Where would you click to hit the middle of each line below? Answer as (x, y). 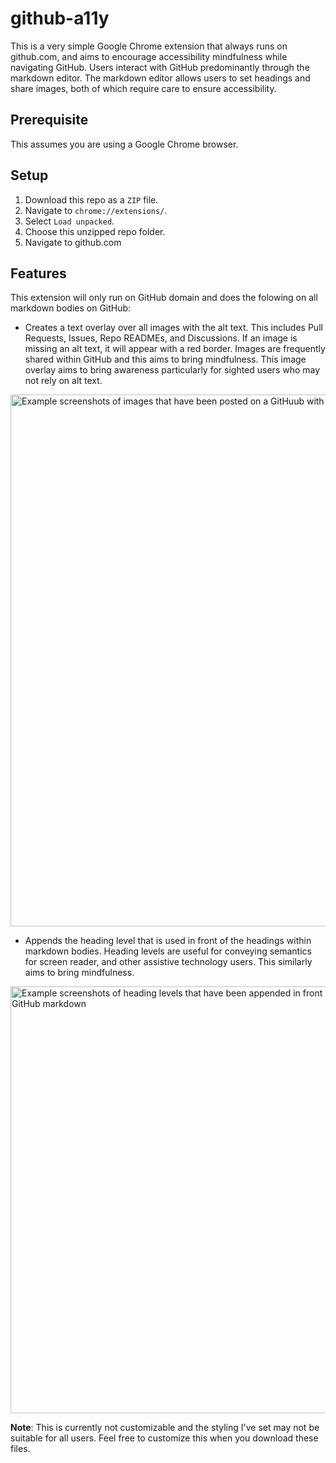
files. (20, 1449)
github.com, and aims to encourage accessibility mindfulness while (149, 56)
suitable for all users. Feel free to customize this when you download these (164, 1438)
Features (38, 273)
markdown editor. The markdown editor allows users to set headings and (160, 78)
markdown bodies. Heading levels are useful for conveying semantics (168, 951)
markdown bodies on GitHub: (71, 308)
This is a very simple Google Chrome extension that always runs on (149, 46)
